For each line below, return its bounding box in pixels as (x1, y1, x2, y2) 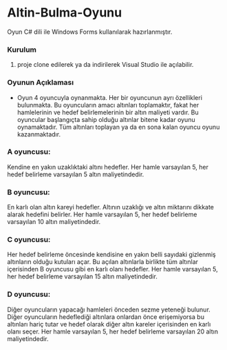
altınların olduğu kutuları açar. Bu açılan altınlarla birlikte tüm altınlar (7, 258, 198, 266)
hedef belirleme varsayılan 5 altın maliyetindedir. (7, 170, 144, 178)
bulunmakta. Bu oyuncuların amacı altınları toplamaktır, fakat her (17, 101, 199, 109)
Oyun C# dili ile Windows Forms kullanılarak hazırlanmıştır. (7, 28, 173, 36)
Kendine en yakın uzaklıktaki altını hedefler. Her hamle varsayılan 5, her (7, 163, 208, 171)
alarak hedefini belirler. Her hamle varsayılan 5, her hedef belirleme (7, 210, 197, 218)
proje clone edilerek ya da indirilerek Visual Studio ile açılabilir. (17, 61, 194, 69)
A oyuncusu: (7, 147, 51, 156)
